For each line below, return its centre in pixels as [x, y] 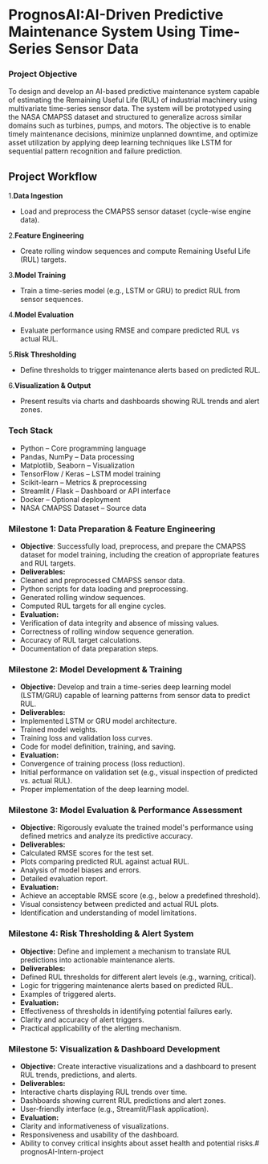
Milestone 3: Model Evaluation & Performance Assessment [126, 811]
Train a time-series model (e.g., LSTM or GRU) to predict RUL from [130, 291]
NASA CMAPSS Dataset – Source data [83, 508]
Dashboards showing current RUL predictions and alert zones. [123, 1101]
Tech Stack [31, 431]
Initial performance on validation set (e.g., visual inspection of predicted [139, 772]
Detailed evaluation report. [64, 879]
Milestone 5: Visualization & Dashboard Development [114, 1048]
